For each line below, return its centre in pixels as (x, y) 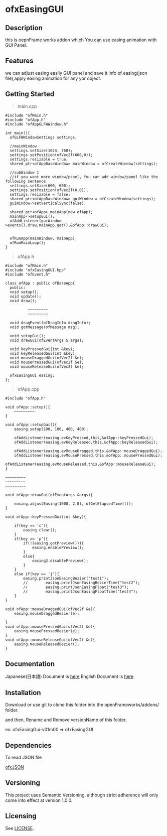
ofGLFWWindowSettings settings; (44, 137)
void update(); (26, 296)
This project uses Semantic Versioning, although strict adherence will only (82, 795)
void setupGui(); (28, 336)
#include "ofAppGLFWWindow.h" (37, 124)
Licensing (21, 816)
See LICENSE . (20, 828)
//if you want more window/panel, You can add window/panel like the (84, 177)
